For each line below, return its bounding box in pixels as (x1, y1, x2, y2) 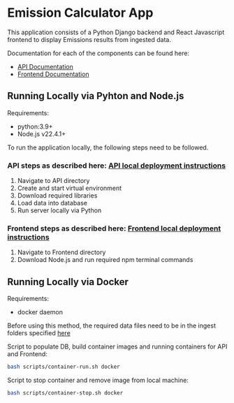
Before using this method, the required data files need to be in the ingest (7, 321, 217, 330)
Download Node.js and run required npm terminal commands (17, 256, 193, 264)
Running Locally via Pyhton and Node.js (7, 90, 184, 102)
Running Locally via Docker (7, 276, 129, 288)
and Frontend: (7, 350, 47, 358)
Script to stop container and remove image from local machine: (7, 376, 189, 385)
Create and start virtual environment (17, 184, 122, 193)
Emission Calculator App (7, 5, 154, 21)
